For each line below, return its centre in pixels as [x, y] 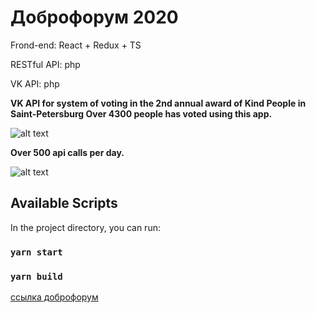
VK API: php [35, 83]
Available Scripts [64, 203]
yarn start [36, 252]
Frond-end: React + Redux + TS [76, 45]
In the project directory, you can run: [85, 227]
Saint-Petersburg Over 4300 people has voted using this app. [141, 113]
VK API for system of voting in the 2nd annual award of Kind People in [158, 103]
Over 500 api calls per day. [67, 152]
